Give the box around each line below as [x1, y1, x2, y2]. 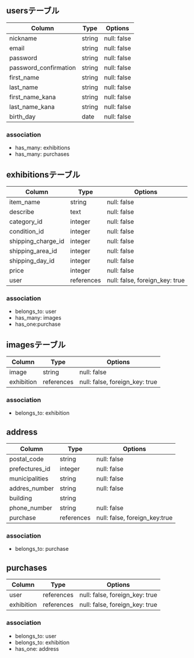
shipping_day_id [9, 256, 55, 265]
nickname [9, 34, 37, 42]
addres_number [9, 484, 54, 492]
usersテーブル [6, 5, 60, 16]
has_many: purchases [14, 151, 70, 158]
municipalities [9, 474, 49, 483]
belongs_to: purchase [14, 545, 69, 553]
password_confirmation [9, 63, 77, 72]
